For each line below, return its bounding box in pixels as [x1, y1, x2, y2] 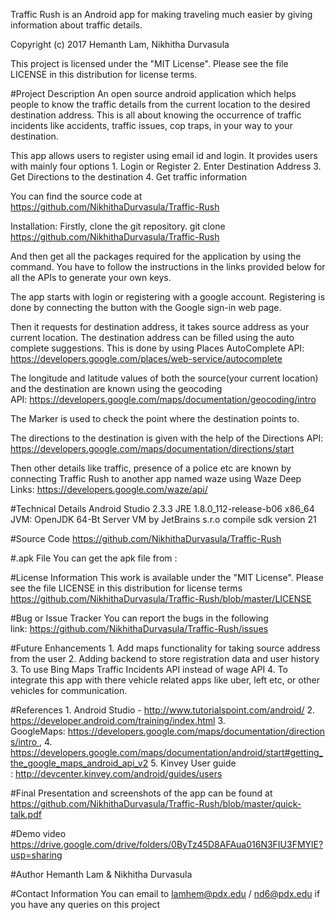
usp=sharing [10, 849, 63, 861]
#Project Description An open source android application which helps [10, 88, 297, 99]
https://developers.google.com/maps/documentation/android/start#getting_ [10, 747, 323, 758]
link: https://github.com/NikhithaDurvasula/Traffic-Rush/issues [10, 623, 269, 634]
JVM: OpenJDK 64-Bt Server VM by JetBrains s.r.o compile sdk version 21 [10, 514, 317, 525]
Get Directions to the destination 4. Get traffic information [10, 171, 247, 183]
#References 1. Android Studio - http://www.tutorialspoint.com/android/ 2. [10, 704, 315, 716]
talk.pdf [10, 809, 42, 820]
